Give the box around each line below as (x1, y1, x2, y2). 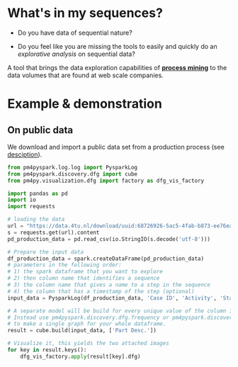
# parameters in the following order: (7, 261, 122, 269)
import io (7, 196, 37, 203)
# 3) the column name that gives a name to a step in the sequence (7, 281, 211, 288)
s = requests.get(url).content (7, 229, 100, 236)
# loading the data (7, 216, 65, 223)
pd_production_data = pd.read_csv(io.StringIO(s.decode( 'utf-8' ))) (7, 235, 211, 242)
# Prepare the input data (7, 248, 84, 256)
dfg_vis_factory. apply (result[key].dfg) (20, 353, 141, 360)
